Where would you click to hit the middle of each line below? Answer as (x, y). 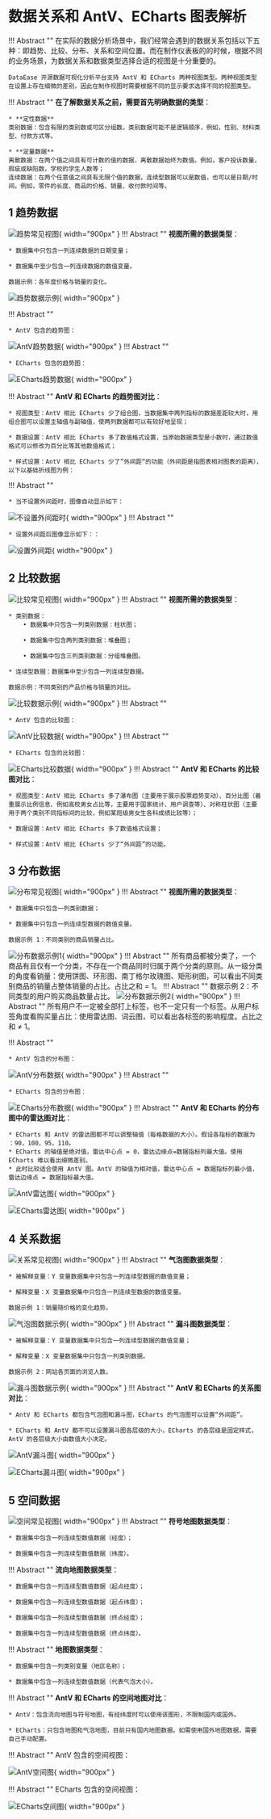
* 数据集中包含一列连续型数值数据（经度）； (71, 1538)
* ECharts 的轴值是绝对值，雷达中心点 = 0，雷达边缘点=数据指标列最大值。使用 (126, 1152)
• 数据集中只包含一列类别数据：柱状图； (81, 624)
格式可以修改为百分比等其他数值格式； (63, 446)
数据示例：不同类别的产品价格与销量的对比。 (71, 687)
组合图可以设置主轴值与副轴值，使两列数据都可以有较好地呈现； (98, 422)
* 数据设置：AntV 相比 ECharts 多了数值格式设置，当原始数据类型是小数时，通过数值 (133, 437)
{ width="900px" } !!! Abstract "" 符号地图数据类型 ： (146, 1521)
